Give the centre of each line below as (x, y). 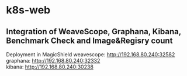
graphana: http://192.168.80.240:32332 (53, 61)
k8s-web (28, 10)
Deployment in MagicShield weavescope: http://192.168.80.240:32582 (91, 55)
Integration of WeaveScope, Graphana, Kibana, (93, 32)
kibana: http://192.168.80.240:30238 (50, 67)
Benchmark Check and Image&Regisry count (89, 40)
